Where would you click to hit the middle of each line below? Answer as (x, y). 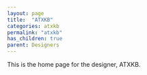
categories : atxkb (33, 26)
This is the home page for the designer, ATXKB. (74, 64)
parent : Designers (33, 45)
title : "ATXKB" (30, 20)
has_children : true (35, 39)
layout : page (26, 13)
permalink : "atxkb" (35, 32)
